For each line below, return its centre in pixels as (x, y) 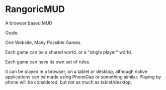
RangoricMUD (35, 9)
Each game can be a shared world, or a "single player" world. (69, 52)
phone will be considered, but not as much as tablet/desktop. (69, 82)
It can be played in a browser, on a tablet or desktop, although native (76, 71)
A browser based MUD (29, 23)
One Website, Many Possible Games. (44, 42)
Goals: (12, 32)
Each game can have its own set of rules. (48, 61)
